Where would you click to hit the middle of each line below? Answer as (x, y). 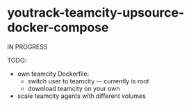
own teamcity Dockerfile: (53, 74)
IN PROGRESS (27, 47)
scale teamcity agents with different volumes (81, 96)
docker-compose (58, 27)
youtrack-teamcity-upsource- (96, 13)
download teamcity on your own (74, 88)
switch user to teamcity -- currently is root (88, 81)
